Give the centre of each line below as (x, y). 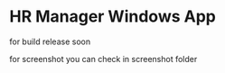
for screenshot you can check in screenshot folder (103, 59)
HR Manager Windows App (113, 17)
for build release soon (50, 41)
